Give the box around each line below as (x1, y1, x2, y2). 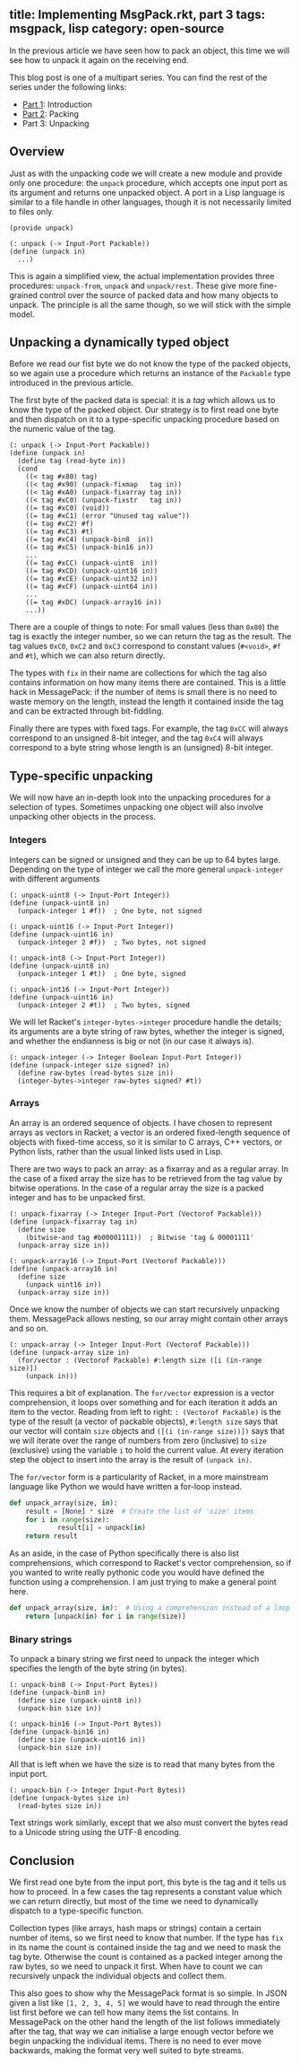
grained (9, 289, 39, 300)
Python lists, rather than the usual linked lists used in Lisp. (9, 1146, 224, 1156)
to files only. (9, 206, 55, 216)
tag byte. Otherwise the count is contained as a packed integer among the (9, 1952, 284, 1963)
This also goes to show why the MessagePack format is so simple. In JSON (9, 1988, 287, 1999)
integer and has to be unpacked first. (9, 1191, 146, 1202)
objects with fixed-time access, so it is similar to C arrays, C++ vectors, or (9, 1136, 283, 1147)
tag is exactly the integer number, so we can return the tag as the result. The (9, 631, 292, 642)
